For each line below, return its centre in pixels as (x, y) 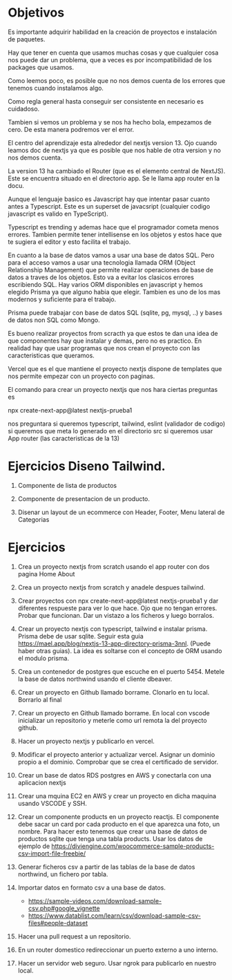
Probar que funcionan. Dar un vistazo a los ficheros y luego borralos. (116, 615)
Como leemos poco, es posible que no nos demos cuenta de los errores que (117, 80)
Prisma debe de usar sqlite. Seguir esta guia (80, 636)
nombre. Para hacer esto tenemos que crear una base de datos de (112, 831)
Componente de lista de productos (67, 485)
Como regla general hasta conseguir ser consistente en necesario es (106, 101)
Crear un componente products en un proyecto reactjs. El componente (118, 816)
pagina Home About (46, 574)
